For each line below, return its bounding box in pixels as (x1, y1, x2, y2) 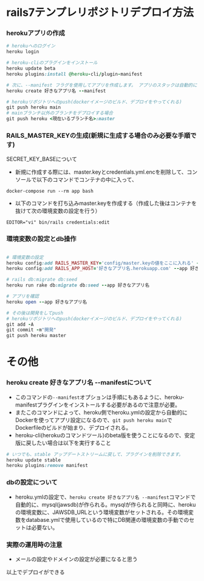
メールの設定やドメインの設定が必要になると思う (15, 555, 138, 563)
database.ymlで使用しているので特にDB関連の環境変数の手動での (25, 516, 189, 523)
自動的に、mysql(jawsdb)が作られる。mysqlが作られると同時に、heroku (15, 501, 196, 508)
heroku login (6, 49, 39, 55)
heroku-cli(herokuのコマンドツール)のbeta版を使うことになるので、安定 (15, 431, 195, 439)
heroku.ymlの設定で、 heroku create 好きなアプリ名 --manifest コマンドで (15, 493, 196, 501)
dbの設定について (6, 478, 58, 487)
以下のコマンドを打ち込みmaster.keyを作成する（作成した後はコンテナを (15, 199, 197, 207)
